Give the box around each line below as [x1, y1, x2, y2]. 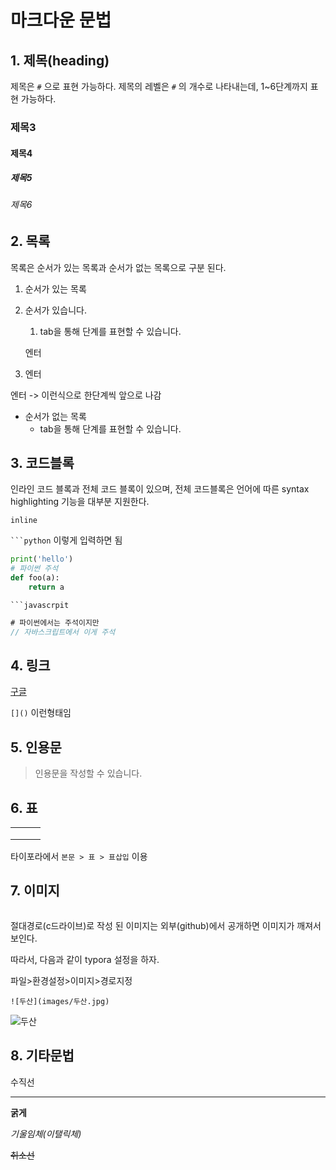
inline [10, 516, 38, 526]
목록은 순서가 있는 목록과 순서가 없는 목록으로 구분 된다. [10, 261, 227, 273]
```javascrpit [10, 600, 70, 610]
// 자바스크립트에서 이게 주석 [10, 627, 116, 637]
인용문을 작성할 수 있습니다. [34, 767, 143, 780]
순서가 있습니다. [24, 304, 87, 316]
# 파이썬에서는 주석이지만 [10, 617, 100, 628]
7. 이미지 [10, 882, 60, 900]
